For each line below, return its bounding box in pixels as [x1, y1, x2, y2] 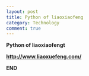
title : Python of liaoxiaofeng [6, 14, 84, 20]
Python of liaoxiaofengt [6, 42, 65, 49]
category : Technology [6, 20, 60, 26]
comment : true [6, 25, 42, 31]
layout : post [6, 8, 39, 15]
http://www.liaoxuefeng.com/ [6, 53, 82, 60]
